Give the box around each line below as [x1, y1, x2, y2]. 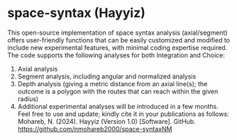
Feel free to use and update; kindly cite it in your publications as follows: [17, 110, 229, 118]
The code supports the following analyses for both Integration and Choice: [7, 51, 226, 59]
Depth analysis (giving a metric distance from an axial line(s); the [17, 79, 208, 88]
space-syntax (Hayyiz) [7, 5, 145, 21]
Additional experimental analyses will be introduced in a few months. [17, 102, 219, 110]
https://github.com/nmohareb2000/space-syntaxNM [17, 124, 172, 133]
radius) [17, 94, 39, 103]
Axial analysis [17, 64, 58, 73]
